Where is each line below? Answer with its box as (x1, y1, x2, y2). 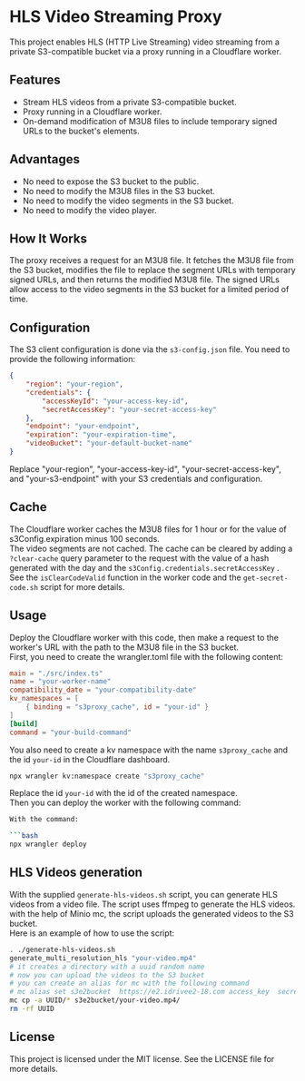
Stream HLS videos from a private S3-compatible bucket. (22, 96, 238, 107)
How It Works (9, 231, 88, 246)
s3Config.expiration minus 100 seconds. (9, 533, 161, 544)
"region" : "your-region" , (25, 379, 124, 389)
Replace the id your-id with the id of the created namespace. (9, 788, 238, 799)
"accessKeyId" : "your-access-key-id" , (42, 397, 189, 406)
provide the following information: (9, 354, 136, 365)
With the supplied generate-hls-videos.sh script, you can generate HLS (9, 889, 279, 899)
